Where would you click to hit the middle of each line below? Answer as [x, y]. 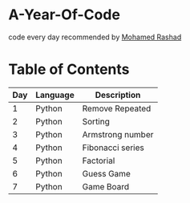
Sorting [96, 121]
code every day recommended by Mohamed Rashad [95, 37]
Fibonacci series [113, 148]
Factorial [99, 160]
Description [118, 95]
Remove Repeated [117, 108]
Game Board [106, 186]
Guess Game [106, 173]
